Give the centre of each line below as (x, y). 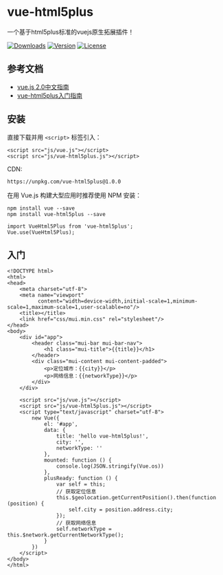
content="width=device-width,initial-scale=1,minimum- (117, 301)
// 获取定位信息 (76, 492)
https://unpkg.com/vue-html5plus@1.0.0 (64, 182)
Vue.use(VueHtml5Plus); (41, 232)
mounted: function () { (78, 460)
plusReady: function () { (81, 479)
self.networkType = (84, 529)
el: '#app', (61, 424)
